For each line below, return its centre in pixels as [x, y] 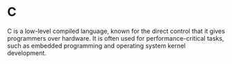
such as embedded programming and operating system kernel [97, 45]
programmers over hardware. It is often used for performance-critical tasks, [116, 38]
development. [27, 53]
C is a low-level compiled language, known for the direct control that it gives [116, 31]
